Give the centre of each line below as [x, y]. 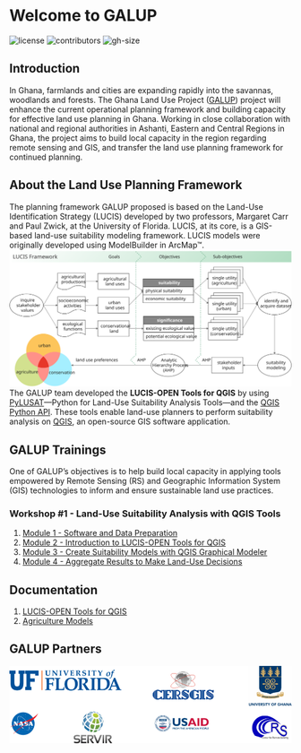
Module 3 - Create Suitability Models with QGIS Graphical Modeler [145, 552]
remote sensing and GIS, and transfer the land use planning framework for [146, 147]
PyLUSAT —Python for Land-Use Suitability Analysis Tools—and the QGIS [145, 402]
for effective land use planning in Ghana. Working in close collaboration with [150, 118]
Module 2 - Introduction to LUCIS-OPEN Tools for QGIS [124, 542]
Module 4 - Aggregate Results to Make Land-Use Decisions [132, 562]
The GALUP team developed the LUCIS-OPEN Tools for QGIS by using [139, 393]
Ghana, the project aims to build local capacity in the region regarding [138, 138]
